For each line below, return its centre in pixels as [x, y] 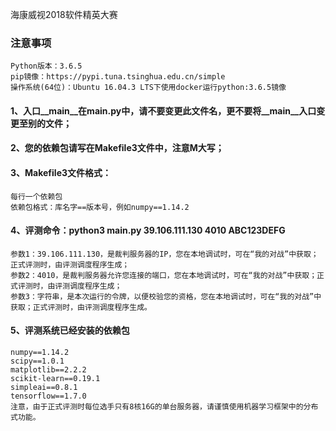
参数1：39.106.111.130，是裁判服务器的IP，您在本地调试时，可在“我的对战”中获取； [164, 254]
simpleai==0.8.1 [44, 388]
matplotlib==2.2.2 [48, 370]
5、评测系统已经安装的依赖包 [70, 330]
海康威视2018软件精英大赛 [64, 14]
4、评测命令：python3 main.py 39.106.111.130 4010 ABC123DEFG [148, 230]
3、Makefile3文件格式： [61, 173]
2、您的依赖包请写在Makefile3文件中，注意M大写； [117, 148]
